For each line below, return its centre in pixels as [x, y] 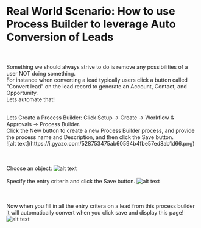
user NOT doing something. [41, 73]
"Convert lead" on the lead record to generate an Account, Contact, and [97, 86]
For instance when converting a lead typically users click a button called [97, 80]
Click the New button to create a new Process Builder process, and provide [100, 130]
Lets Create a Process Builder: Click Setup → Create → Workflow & [90, 118]
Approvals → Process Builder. [44, 124]
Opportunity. [22, 93]
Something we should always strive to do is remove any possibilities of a [97, 67]
